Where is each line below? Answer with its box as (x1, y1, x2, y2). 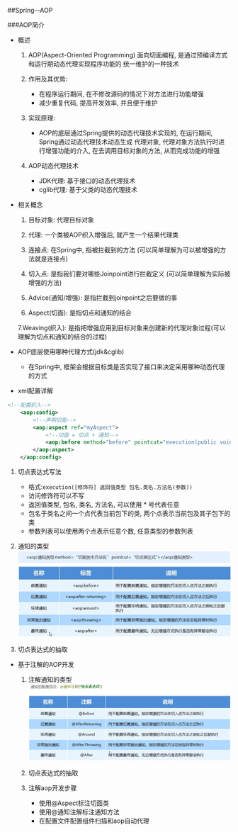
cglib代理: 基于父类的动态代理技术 (38, 186, 138, 193)
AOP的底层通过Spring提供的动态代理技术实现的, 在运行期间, (38, 129, 213, 137)
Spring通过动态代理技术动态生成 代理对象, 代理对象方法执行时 (38, 137, 219, 146)
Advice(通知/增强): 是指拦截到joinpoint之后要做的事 (28, 293, 178, 302)
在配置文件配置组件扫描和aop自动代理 (38, 816, 150, 825)
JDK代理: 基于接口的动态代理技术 (38, 176, 136, 185)
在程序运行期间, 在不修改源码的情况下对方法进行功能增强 (38, 90, 204, 98)
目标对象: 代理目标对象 (28, 215, 94, 224)
